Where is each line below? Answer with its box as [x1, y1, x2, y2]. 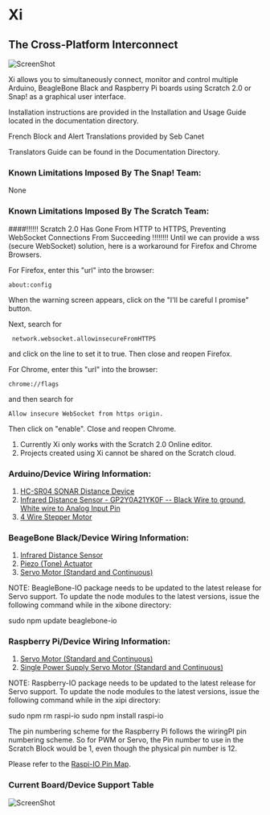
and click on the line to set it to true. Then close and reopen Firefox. [8, 349, 233, 358]
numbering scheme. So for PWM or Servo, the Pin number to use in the [8, 735, 243, 745]
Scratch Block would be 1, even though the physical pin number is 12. [8, 743, 238, 754]
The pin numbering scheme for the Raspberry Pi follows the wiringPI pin [8, 726, 247, 736]
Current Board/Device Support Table [8, 780, 154, 791]
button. [8, 304, 32, 313]
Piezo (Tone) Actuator [19, 559, 93, 569]
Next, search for [8, 319, 63, 329]
